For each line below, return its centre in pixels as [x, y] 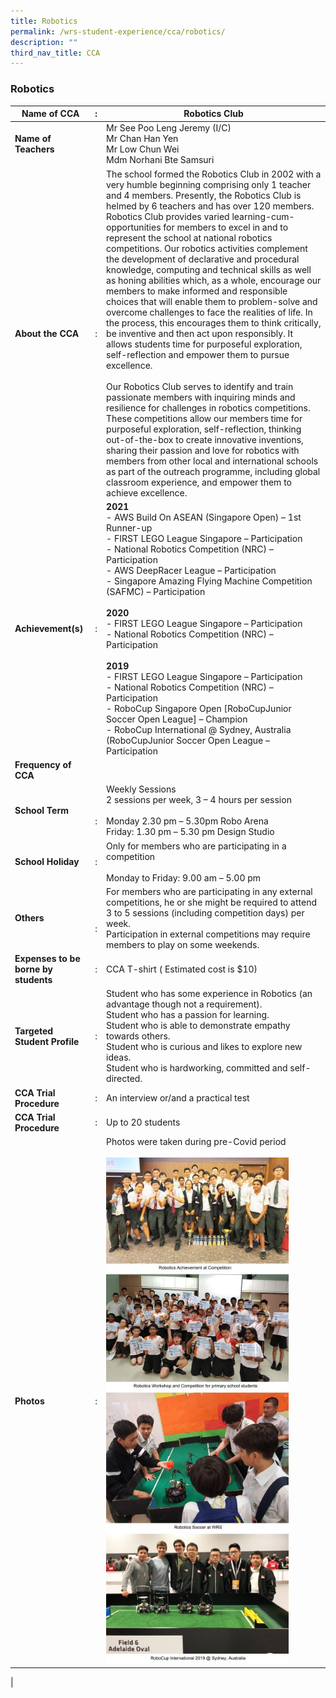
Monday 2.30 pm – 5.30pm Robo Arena [187, 821]
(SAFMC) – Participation [156, 591]
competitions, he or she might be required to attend [212, 902]
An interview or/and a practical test [178, 1098]
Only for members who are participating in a [196, 846]
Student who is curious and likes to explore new [204, 1047]
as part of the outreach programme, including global [213, 471]
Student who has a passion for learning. [188, 1015]
